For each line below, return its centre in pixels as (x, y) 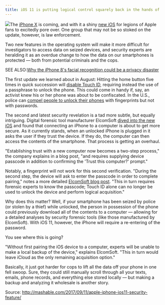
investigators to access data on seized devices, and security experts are (79, 49)
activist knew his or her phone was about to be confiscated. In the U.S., (78, 95)
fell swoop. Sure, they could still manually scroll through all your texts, (76, 272)
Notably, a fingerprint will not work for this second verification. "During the (81, 171)
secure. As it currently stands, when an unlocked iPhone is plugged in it (78, 131)
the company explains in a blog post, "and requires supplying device (75, 156)
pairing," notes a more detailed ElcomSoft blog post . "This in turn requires (80, 181)
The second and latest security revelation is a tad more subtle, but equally (80, 115)
